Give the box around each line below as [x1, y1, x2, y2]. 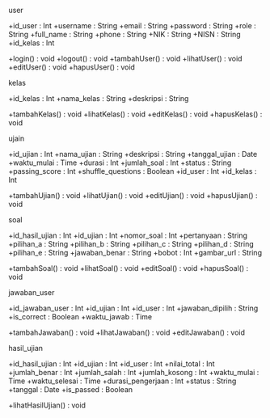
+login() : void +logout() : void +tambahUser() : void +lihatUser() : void [8, 54, 243, 63]
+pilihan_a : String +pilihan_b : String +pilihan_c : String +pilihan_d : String [8, 239, 255, 248]
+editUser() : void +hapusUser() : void [8, 62, 136, 72]
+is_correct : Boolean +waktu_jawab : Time [8, 312, 152, 321]
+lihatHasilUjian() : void [8, 400, 86, 410]
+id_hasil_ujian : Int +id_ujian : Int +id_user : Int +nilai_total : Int [8, 359, 216, 369]
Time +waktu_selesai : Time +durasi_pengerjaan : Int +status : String [8, 376, 237, 386]
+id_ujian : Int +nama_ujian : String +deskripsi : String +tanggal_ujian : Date [8, 150, 258, 158]
